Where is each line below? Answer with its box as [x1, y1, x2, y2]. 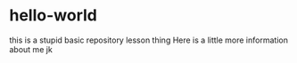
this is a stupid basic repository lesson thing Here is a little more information [9, 35, 288, 45]
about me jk [9, 43, 54, 54]
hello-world [9, 5, 98, 26]
